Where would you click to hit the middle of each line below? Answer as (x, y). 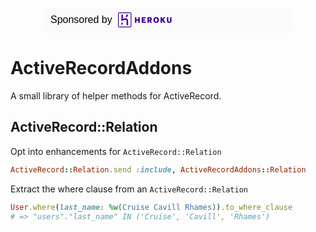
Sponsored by (81, 19)
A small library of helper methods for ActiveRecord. (116, 95)
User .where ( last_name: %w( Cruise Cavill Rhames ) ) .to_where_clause (151, 207)
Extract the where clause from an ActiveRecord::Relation (129, 189)
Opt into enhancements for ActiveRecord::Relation (116, 151)
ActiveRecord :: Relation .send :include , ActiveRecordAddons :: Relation (158, 169)
